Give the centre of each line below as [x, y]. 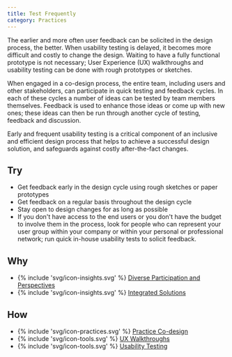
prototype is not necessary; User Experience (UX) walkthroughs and [106, 62]
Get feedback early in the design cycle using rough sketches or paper [117, 187]
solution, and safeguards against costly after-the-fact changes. [98, 149]
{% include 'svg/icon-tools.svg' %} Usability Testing [92, 346]
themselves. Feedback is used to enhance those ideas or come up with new [116, 105]
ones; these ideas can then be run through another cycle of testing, [104, 113]
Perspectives [36, 285]
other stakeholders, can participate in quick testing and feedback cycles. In [115, 91]
